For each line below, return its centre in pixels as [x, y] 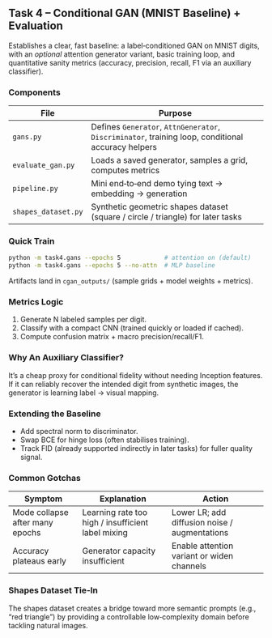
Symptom [43, 499]
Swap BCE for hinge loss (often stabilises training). [104, 440]
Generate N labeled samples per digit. [83, 320]
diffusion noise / [202, 523]
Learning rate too [115, 513]
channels [189, 566]
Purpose [175, 113]
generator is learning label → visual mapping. [84, 393]
